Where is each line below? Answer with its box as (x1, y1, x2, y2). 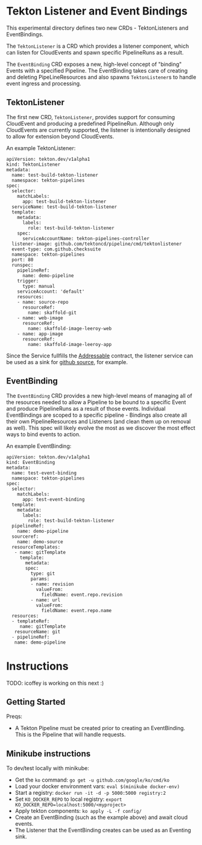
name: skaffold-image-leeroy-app (28, 341, 112, 347)
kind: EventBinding (6, 459, 55, 465)
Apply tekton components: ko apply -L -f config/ (14, 807, 142, 815)
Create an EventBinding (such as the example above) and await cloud (14, 814, 188, 821)
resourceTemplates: (11, 544, 61, 550)
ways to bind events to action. (6, 431, 81, 438)
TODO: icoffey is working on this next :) (6, 679, 104, 687)
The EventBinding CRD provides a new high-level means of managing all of (6, 392, 193, 399)
